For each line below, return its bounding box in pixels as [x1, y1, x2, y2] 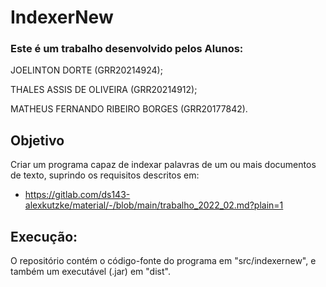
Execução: [10, 228, 78, 245]
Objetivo [10, 132, 65, 149]
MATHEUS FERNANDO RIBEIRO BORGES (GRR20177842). [10, 103, 248, 115]
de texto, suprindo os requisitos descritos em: [10, 169, 200, 181]
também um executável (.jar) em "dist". [10, 266, 171, 278]
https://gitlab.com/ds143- [24, 189, 131, 201]
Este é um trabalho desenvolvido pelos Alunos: [10, 42, 244, 56]
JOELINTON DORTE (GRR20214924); [10, 64, 163, 76]
